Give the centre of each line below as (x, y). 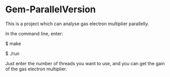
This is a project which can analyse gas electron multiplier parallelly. (77, 24)
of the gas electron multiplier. (36, 69)
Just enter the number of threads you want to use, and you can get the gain (85, 63)
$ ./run (12, 53)
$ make (13, 43)
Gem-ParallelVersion (51, 9)
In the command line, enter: (34, 33)
